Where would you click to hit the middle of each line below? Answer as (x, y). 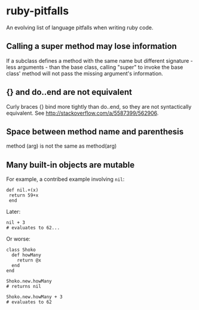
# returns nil (24, 287)
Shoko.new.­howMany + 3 (34, 297)
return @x (29, 260)
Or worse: (19, 239)
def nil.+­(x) (22, 190)
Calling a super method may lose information (92, 46)
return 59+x (24, 195)
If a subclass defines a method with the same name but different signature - (99, 60)
